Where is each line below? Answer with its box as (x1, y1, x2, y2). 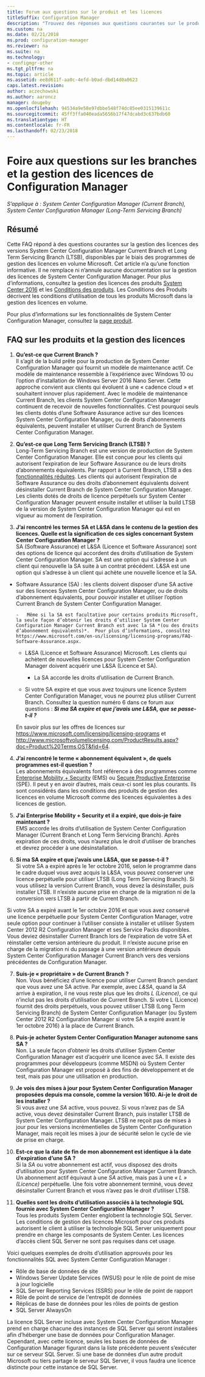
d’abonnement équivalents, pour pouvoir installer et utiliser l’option (15, 593, 183, 601)
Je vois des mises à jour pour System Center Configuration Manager (15, 1084, 193, 1091)
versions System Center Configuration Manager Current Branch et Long (7, 247, 187, 254)
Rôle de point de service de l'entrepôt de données (15, 1293, 142, 1301)
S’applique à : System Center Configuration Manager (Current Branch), (7, 200, 186, 207)
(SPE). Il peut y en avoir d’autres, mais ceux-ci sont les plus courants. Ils (15, 781, 196, 788)
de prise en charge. (15, 1136, 65, 1143)
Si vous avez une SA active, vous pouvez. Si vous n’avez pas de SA (15, 1103, 185, 1111)
